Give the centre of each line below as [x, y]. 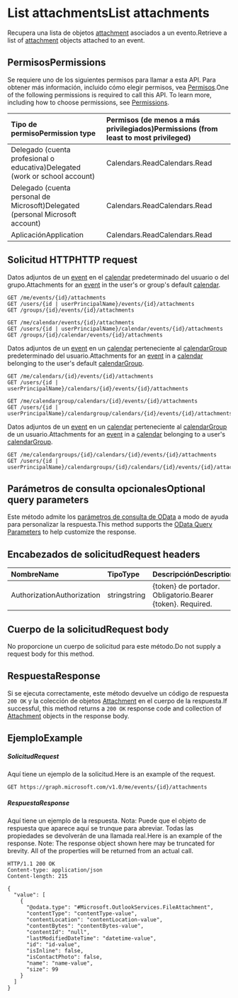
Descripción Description [193, 574]
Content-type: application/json [55, 870]
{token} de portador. [186, 586]
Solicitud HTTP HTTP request [73, 260]
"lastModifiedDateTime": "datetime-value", [91, 938]
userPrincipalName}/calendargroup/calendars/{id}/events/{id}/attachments [120, 413]
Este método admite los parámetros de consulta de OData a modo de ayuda [118, 517]
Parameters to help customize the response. [72, 532]
